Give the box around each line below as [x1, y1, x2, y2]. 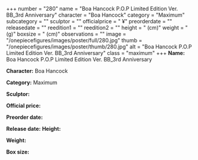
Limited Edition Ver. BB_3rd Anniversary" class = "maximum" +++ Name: [6, 50, 185, 56]
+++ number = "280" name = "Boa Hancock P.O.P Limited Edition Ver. [6, 5, 178, 12]
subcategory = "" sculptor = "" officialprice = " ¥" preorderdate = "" [6, 18, 172, 24]
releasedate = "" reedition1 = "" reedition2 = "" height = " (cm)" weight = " [6, 24, 188, 31]
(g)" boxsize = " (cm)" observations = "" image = [6, 30, 126, 38]
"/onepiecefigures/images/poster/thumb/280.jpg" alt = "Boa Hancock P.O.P [6, 43, 192, 50]
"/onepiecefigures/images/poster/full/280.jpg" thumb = [6, 37, 143, 44]
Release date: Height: [6, 125, 61, 132]
